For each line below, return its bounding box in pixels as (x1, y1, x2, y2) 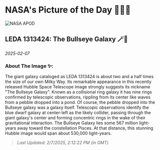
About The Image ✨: (5, 63, 54, 69)
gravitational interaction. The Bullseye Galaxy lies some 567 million (5, 120, 138, 126)
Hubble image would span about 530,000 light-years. (5, 131, 112, 136)
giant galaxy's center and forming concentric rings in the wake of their (5, 115, 146, 121)
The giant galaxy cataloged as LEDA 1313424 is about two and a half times (5, 74, 154, 80)
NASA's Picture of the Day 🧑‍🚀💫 (5, 4, 131, 16)
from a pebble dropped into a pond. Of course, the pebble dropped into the (5, 100, 155, 105)
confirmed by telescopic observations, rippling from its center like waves (5, 94, 151, 100)
